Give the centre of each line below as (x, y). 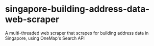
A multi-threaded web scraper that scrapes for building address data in (77, 33)
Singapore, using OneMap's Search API (45, 38)
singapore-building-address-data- (77, 9)
